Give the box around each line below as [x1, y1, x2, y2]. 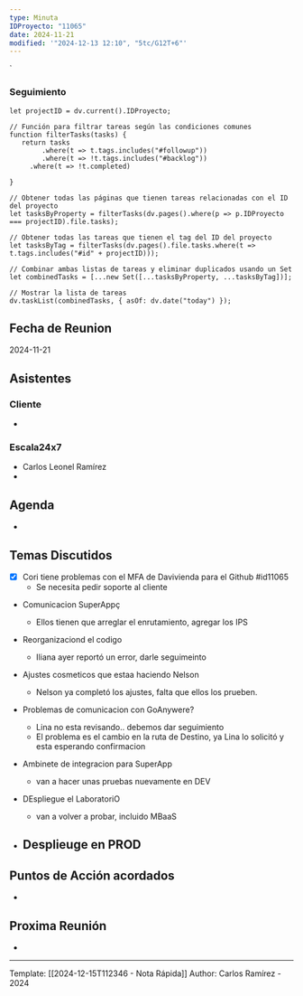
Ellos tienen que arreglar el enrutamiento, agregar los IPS [35, 616, 248, 628]
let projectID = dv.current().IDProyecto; [9, 106, 171, 116]
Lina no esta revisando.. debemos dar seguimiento [35, 722, 225, 733]
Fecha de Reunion [9, 320, 113, 335]
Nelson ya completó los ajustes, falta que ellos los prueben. [35, 687, 258, 698]
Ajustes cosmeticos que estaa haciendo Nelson [22, 670, 200, 681]
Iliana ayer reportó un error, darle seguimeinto [35, 652, 207, 662]
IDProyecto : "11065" [9, 22, 87, 31]
